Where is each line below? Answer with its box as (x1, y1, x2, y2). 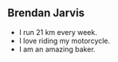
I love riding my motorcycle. (18, 36, 111, 45)
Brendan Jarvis (7, 6, 85, 20)
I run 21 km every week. (18, 27, 97, 37)
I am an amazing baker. (18, 44, 96, 54)
